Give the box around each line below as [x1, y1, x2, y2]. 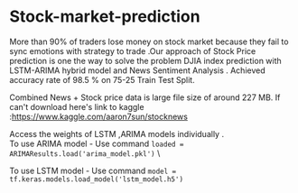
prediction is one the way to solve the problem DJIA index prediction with [9, 55, 282, 66]
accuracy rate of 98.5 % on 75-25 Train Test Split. [9, 74, 196, 85]
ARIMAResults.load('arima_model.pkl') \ [9, 147, 161, 159]
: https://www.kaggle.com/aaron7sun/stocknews [9, 111, 188, 122]
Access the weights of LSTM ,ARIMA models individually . [9, 128, 224, 139]
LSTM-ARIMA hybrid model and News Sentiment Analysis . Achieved [9, 65, 265, 76]
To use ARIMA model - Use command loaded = [9, 138, 184, 149]
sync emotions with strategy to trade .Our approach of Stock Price [9, 45, 256, 56]
